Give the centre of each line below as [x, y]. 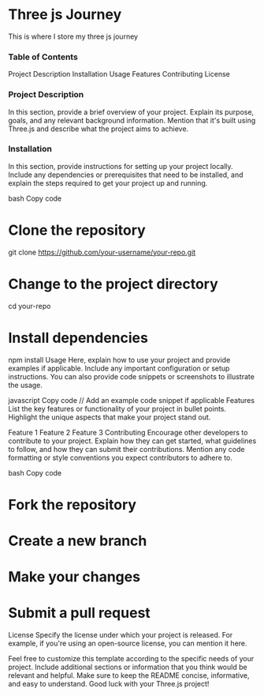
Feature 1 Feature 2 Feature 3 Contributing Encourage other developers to [128, 432]
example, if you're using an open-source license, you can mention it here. [128, 643]
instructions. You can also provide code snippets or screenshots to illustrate [131, 376]
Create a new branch [78, 541]
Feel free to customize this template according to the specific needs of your [131, 659]
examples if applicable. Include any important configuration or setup [119, 368]
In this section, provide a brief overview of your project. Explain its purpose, [131, 111]
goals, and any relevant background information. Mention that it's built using [132, 120]
